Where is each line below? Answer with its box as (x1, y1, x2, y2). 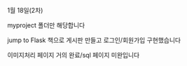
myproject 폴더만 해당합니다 (7, 21, 85, 29)
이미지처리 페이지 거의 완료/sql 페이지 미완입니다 (7, 51, 140, 59)
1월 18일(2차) (7, 6, 43, 14)
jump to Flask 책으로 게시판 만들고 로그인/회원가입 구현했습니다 (7, 36, 181, 44)
